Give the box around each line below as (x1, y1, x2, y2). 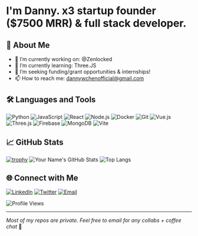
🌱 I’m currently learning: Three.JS (14, 62, 97, 69)
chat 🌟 (6, 223, 22, 230)
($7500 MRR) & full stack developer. (6, 16, 187, 30)
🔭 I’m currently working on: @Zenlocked (14, 56, 113, 62)
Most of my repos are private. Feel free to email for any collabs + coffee (6, 217, 181, 224)
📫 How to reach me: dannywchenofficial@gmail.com (14, 75, 144, 82)
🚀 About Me (6, 40, 50, 50)
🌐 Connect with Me (6, 173, 78, 183)
